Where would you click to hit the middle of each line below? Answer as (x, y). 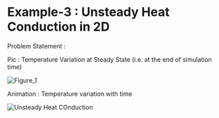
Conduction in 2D (58, 27)
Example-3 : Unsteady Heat (89, 12)
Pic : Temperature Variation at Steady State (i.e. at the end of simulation (109, 59)
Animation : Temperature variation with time (70, 94)
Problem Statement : (36, 46)
